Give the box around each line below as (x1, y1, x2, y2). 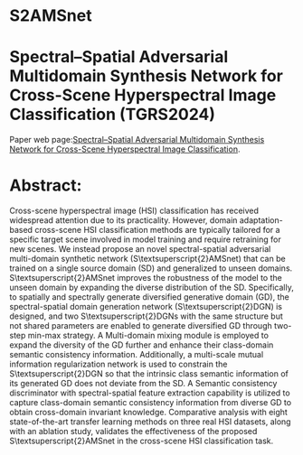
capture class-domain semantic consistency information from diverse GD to (9, 397, 292, 408)
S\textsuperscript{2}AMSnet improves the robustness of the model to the (9, 273, 282, 283)
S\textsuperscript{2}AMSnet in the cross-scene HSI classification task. (9, 435, 274, 447)
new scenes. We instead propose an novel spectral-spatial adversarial (9, 244, 271, 255)
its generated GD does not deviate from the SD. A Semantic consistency (9, 378, 278, 389)
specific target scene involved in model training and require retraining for (9, 234, 282, 245)
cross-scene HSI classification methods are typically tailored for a (34, 225, 280, 236)
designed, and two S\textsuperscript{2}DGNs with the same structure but (9, 311, 283, 321)
